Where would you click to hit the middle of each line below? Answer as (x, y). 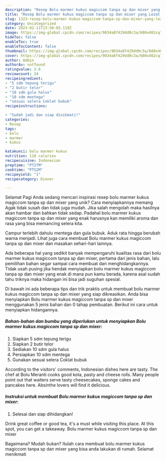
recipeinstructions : (26, 106)
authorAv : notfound (25, 65)
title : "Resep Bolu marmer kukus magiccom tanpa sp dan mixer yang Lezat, (84, 14)
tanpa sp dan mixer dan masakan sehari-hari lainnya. (59, 244)
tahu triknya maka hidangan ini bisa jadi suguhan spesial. (63, 279)
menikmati (16, 454)
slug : (11, 19)
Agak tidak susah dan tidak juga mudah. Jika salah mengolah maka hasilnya (82, 208)
